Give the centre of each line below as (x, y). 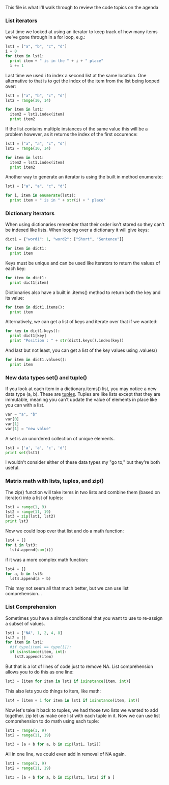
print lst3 (17, 521)
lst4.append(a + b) (31, 578)
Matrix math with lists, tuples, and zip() (55, 481)
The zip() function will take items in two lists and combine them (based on (83, 492)
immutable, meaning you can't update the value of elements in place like (81, 400)
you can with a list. (25, 405)
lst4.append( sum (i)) (32, 550)
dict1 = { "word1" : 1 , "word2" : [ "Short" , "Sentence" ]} (65, 239)
